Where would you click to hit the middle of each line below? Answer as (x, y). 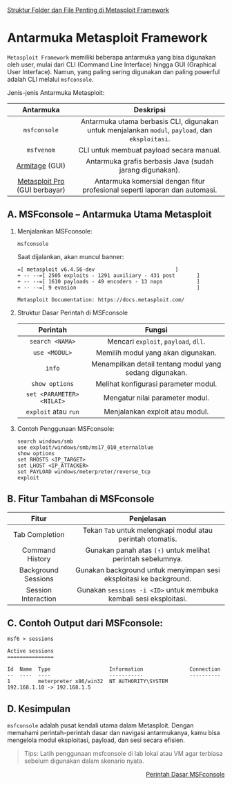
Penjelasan (148, 518)
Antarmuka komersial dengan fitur (149, 181)
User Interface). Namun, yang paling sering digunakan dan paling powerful (114, 71)
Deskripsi (149, 109)
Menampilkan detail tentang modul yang (156, 364)
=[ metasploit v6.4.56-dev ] (98, 270)
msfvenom (41, 150)
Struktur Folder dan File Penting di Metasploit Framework (88, 10)
